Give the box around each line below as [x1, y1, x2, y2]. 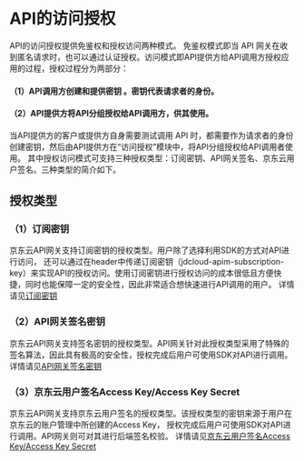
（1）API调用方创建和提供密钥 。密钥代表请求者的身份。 [9, 85, 220, 96]
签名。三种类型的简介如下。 [16, 164, 121, 175]
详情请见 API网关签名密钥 [9, 360, 103, 371]
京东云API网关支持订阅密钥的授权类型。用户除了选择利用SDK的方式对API [9, 245, 282, 256]
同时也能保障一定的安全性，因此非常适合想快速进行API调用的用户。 [25, 279, 277, 290]
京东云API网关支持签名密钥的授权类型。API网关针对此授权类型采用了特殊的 [9, 337, 289, 348]
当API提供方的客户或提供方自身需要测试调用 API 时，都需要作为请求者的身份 [9, 129, 294, 141]
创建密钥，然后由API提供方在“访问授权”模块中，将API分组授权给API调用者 [9, 141, 286, 152]
